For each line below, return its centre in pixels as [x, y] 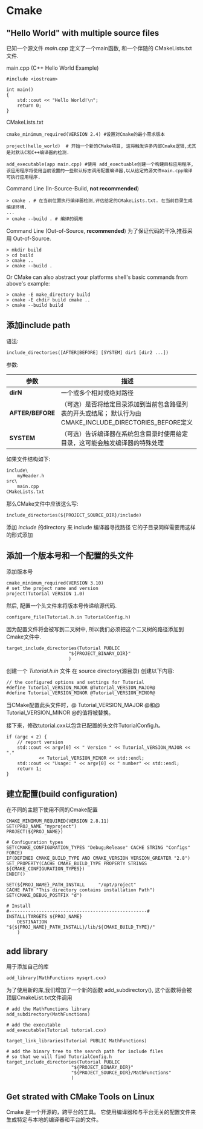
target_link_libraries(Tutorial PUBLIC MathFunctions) [77, 1041]
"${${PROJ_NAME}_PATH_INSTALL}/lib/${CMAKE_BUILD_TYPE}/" [81, 927]
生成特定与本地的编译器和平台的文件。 [54, 1120]
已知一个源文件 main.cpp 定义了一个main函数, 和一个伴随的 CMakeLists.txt [99, 48]
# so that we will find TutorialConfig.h [59, 1057]
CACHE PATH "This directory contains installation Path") [81, 890]
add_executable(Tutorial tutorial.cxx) [56, 1030]
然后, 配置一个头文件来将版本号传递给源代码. [62, 605]
